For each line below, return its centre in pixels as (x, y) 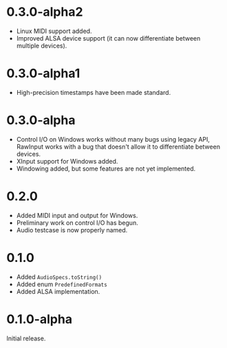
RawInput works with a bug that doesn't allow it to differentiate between (118, 146)
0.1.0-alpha (40, 319)
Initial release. (26, 338)
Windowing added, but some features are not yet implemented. (106, 168)
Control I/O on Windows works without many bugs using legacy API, (113, 139)
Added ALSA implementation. (58, 291)
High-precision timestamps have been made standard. (94, 92)
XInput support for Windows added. (67, 161)
